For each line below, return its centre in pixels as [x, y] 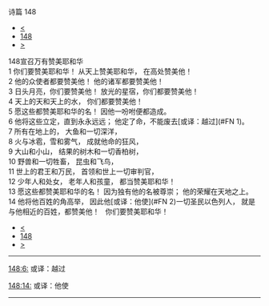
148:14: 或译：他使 [39, 286]
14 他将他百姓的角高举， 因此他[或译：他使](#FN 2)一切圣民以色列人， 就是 [132, 201]
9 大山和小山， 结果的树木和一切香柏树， [76, 151]
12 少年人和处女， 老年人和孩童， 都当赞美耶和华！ [92, 181]
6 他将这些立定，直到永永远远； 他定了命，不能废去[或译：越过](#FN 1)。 [129, 121]
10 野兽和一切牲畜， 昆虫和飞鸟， [63, 161]
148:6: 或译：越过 [37, 268]
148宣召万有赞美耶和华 [46, 61]
